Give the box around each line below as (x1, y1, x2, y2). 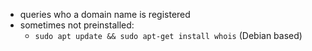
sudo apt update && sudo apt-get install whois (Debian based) (34, 30, 303, 41)
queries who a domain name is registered (19, 9, 191, 20)
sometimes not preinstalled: (19, 19, 135, 31)
